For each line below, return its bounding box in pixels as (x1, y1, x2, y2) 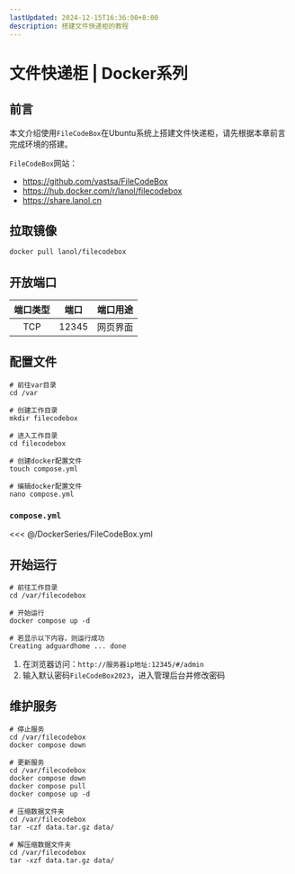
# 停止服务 (9, 725, 45, 734)
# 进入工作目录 (9, 431, 58, 440)
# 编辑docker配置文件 (9, 482, 83, 491)
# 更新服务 (9, 758, 45, 767)
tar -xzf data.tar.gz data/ (9, 856, 115, 865)
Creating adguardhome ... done (9, 641, 127, 651)
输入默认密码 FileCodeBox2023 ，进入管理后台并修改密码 (22, 670, 226, 680)
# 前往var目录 (9, 380, 57, 390)
